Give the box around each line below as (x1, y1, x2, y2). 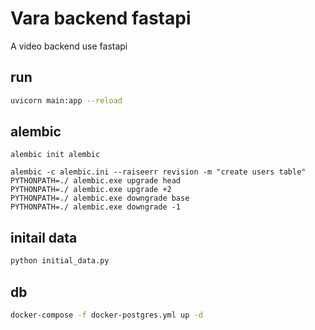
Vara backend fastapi (10, 7, 192, 30)
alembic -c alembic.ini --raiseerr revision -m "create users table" (10, 167, 307, 177)
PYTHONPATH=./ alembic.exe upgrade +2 (10, 185, 172, 195)
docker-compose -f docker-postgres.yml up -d (10, 310, 203, 320)
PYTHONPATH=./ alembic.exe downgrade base (10, 193, 190, 204)
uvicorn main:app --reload (10, 95, 123, 106)
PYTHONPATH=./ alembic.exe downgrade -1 (10, 202, 182, 212)
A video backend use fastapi (10, 40, 128, 52)
